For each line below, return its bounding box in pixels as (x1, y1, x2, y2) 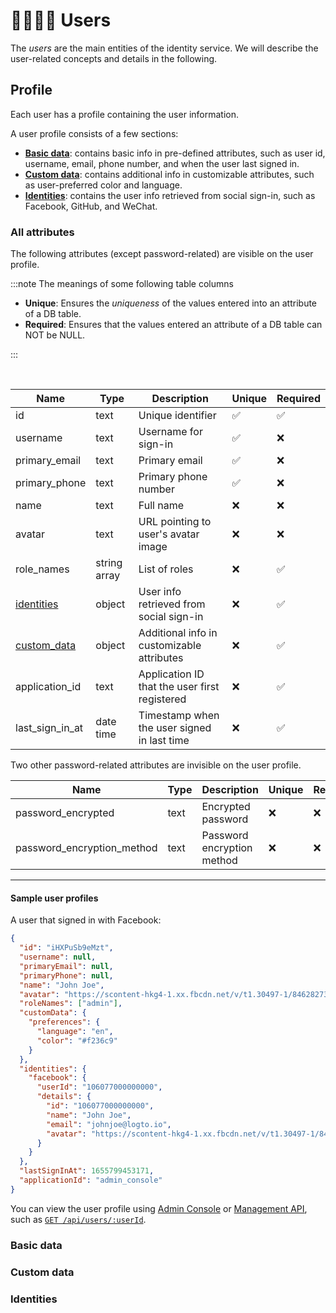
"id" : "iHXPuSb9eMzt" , (19, 943, 114, 953)
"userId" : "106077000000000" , (36, 1082, 163, 1093)
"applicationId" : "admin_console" (19, 1175, 163, 1185)
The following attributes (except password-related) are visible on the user (10, 248, 314, 260)
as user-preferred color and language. (24, 179, 183, 191)
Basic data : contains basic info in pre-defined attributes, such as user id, (24, 147, 326, 159)
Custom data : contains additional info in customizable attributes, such (24, 168, 315, 180)
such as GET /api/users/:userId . (10, 1213, 147, 1225)
